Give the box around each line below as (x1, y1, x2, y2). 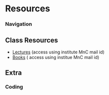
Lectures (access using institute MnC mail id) (12, 49, 105, 55)
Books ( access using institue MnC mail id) (12, 54, 100, 60)
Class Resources (5, 36, 58, 45)
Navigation (5, 21, 32, 28)
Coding (5, 84, 23, 91)
